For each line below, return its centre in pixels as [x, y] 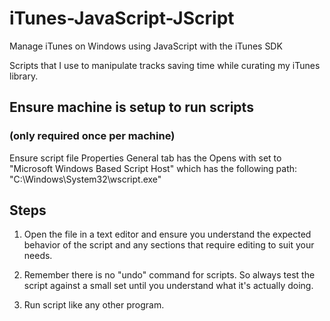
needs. [38, 256]
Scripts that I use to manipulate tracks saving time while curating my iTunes [165, 65]
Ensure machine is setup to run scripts [131, 107]
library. [24, 76]
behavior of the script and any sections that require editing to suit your [169, 245]
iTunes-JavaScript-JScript [122, 18]
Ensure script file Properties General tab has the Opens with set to [145, 158]
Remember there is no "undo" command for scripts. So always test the [169, 275]
